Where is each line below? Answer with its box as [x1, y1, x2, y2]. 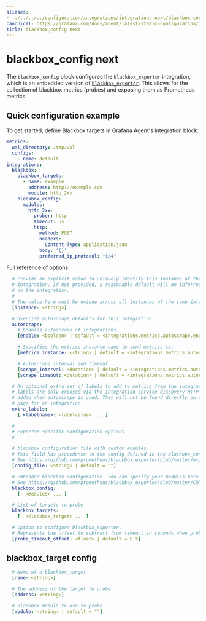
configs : [12, 150, 34, 156]
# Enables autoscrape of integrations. [17, 327, 120, 333]
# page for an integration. [12, 400, 84, 406]
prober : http [33, 213, 67, 219]
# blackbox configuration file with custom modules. [12, 445, 150, 452]
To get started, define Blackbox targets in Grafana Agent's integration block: [6, 127, 199, 134]
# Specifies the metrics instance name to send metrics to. [17, 344, 174, 350]
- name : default [17, 156, 59, 162]
